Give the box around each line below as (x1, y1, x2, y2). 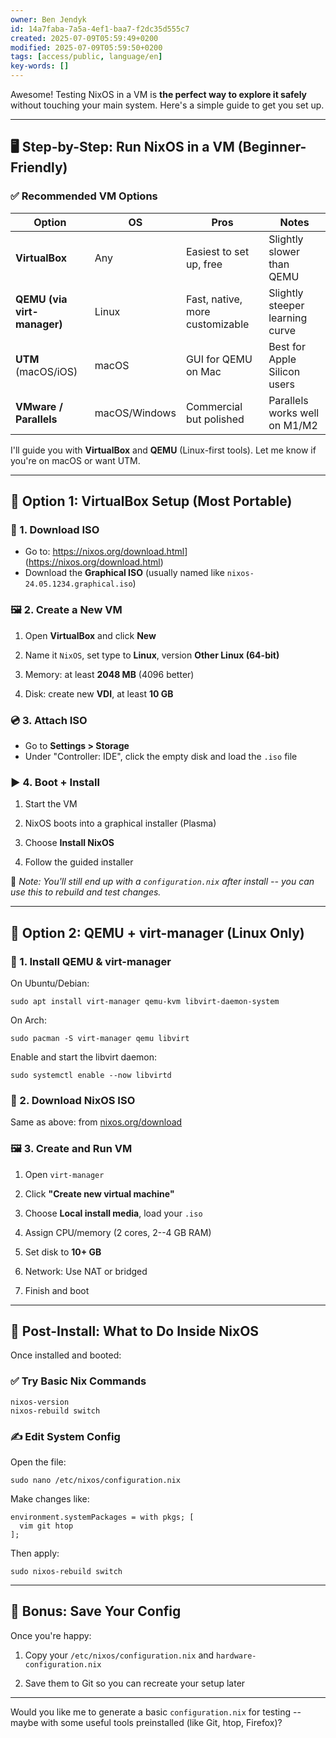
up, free (185, 257, 223, 271)
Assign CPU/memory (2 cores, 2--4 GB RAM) (24, 1226, 212, 1238)
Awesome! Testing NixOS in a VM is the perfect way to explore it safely (10, 89, 308, 100)
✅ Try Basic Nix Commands (10, 1374, 147, 1388)
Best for (268, 339, 306, 353)
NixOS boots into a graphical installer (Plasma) (24, 817, 217, 830)
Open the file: (10, 1456, 67, 1468)
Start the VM (24, 798, 78, 810)
